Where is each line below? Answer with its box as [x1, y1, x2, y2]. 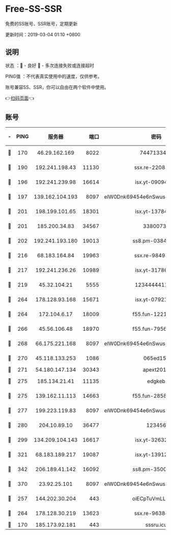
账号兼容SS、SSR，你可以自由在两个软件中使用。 [5, 84, 109, 90]
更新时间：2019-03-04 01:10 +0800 [5, 31, 80, 37]
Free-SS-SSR [5, 3, 62, 15]
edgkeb [147, 377, 165, 384]
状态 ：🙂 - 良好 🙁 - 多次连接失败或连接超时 [5, 62, 94, 68]
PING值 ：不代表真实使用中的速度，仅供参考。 [5, 73, 102, 79]
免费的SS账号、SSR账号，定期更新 [5, 20, 78, 27]
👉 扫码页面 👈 [5, 95, 35, 101]
